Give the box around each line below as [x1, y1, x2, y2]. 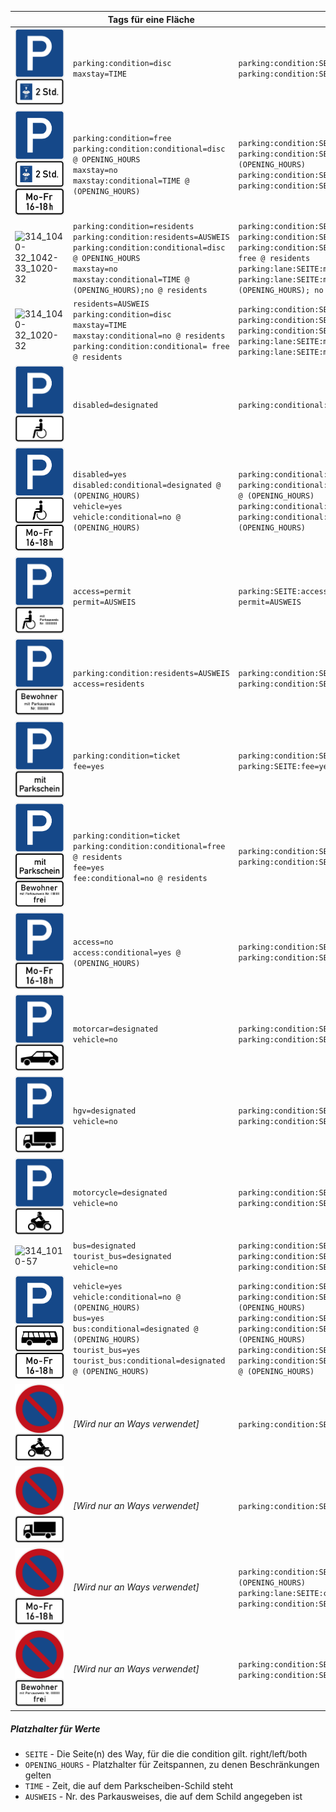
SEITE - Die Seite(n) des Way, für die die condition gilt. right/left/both [24, 1747, 308, 1760]
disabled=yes [73, 469, 127, 480]
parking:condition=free [73, 133, 172, 143]
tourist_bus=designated [73, 1252, 172, 1262]
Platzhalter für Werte [10, 1722, 101, 1735]
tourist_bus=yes [73, 1345, 141, 1355]
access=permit [73, 586, 132, 596]
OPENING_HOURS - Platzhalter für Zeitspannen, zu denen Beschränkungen [24, 1758, 320, 1770]
